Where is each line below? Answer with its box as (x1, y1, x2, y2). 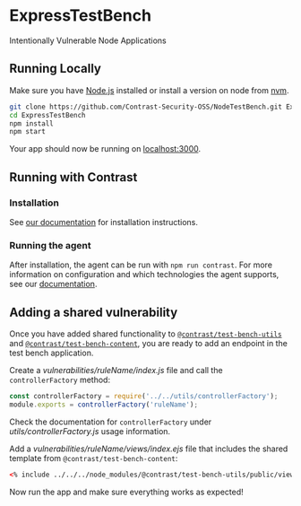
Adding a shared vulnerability (9, 304, 178, 319)
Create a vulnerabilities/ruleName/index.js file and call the (9, 365, 223, 376)
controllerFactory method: (9, 374, 110, 386)
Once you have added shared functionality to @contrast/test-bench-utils (9, 328, 282, 339)
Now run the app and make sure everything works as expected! (9, 486, 244, 497)
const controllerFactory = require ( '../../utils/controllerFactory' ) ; (9, 392, 279, 401)
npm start (9, 127, 47, 136)
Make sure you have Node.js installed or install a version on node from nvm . (9, 84, 289, 95)
